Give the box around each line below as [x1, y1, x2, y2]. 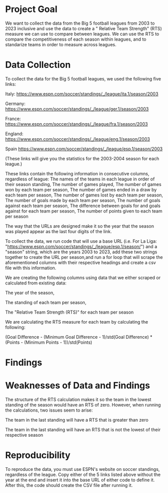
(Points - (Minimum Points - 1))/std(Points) [5, 339, 93, 345]
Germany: [5, 101, 26, 107]
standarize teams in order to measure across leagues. [5, 41, 117, 47]
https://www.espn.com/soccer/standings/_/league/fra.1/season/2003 [5, 121, 148, 127]
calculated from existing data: [5, 280, 67, 286]
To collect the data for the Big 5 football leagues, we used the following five [5, 75, 161, 81]
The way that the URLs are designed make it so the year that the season [5, 223, 154, 229]
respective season [5, 432, 44, 438]
